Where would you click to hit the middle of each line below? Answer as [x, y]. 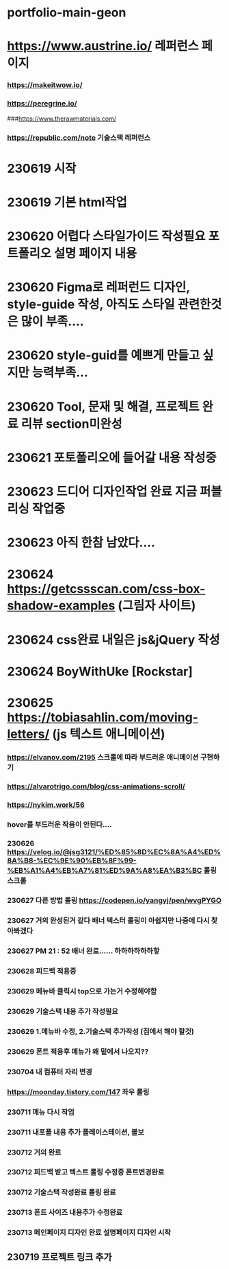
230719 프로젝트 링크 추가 [59, 1257]
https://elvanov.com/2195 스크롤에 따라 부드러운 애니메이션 [103, 757]
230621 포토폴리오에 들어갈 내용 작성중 [112, 458]
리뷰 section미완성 [72, 424]
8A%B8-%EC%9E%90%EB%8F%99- [72, 860]
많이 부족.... [52, 322]
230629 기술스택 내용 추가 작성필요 [63, 1011]
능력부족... [60, 373]
